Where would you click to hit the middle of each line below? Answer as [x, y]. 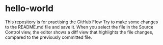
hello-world [29, 8]
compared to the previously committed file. [49, 37]
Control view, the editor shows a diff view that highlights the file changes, [79, 32]
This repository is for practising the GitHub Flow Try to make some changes [81, 22]
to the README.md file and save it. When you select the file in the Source [79, 27]
